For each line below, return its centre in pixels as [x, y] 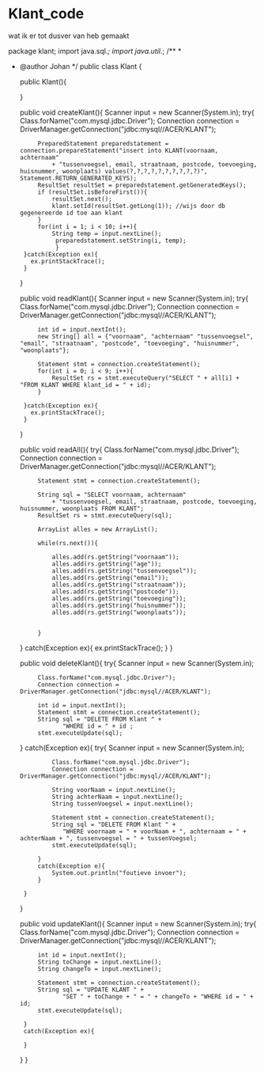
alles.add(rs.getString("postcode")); [115, 591]
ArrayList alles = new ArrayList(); [98, 529]
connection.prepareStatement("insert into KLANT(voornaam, [119, 150]
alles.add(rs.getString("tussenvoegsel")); [124, 570]
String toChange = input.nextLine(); [100, 962]
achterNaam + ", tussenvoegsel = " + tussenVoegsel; [108, 838]
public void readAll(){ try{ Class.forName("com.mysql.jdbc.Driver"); [129, 449]
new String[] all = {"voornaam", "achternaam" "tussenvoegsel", [146, 336]
